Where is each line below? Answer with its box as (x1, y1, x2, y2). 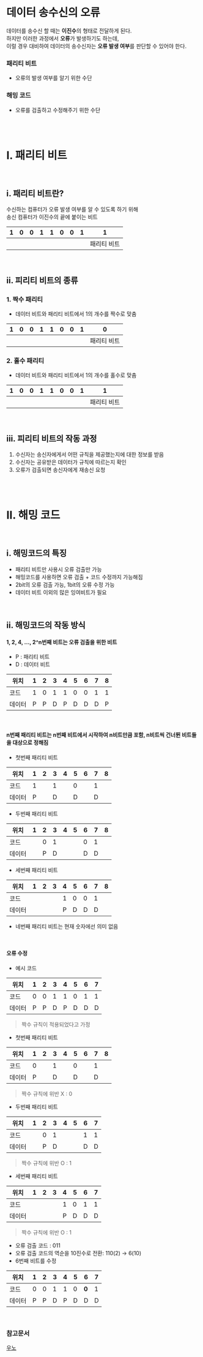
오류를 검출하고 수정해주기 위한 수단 (15, 106, 101, 113)
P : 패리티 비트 (15, 653, 50, 661)
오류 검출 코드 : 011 (15, 1242, 61, 1249)
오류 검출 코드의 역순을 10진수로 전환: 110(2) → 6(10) (15, 1249, 142, 1256)
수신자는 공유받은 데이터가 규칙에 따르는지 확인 (15, 458, 127, 466)
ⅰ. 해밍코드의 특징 (6, 548, 67, 558)
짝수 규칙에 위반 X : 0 (21, 1090, 73, 1097)
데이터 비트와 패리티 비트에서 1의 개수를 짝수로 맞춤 (15, 310, 137, 317)
